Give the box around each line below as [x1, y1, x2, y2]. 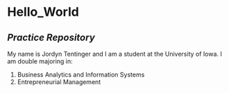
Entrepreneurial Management [17, 78, 101, 86]
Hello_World [7, 4, 80, 20]
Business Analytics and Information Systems [17, 70, 145, 79]
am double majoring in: [7, 57, 73, 65]
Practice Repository [7, 32, 95, 43]
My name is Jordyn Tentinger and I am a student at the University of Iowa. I [7, 50, 222, 58]
